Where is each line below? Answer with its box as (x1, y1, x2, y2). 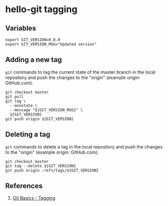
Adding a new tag (5, 55, 62, 64)
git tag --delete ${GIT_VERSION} (5, 163, 76, 168)
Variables (5, 24, 37, 33)
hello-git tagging (5, 4, 78, 15)
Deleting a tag (5, 130, 50, 139)
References (5, 182, 43, 190)
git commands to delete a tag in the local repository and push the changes (5, 143, 163, 150)
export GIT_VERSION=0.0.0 (5, 37, 60, 42)
